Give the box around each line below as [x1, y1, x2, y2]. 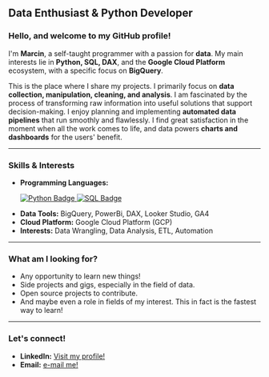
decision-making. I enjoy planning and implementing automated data [8, 106, 236, 116]
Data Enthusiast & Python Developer [8, 6, 194, 20]
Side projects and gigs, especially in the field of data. [19, 280, 195, 290]
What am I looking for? [8, 253, 98, 264]
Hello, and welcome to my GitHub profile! [8, 30, 171, 42]
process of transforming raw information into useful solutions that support [8, 98, 253, 107]
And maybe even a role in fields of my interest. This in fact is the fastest [19, 297, 257, 307]
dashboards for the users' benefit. [8, 132, 122, 142]
